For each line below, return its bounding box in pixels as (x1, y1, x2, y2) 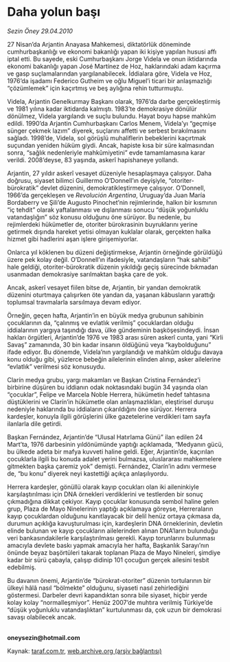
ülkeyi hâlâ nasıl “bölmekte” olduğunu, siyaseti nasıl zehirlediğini (7, 584, 189, 592)
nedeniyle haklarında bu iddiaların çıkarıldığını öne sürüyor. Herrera (7, 405, 197, 413)
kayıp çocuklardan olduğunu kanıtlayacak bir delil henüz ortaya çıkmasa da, (7, 511, 221, 520)
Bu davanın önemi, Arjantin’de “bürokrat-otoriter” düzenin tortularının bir (7, 576, 211, 584)
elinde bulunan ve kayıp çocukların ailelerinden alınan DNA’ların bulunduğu (7, 527, 218, 535)
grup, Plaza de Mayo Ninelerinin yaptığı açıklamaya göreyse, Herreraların (7, 505, 214, 513)
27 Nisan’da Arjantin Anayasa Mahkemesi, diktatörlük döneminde (7, 40, 191, 48)
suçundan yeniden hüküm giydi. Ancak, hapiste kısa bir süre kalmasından (7, 141, 215, 149)
